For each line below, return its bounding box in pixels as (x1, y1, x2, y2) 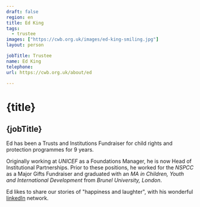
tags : (6, 25, 20, 32)
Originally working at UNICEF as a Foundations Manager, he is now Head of (6, 157, 192, 165)
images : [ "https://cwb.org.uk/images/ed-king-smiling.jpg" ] (6, 36, 159, 42)
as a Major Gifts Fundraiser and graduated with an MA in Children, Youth (6, 171, 184, 178)
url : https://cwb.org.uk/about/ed (6, 69, 93, 75)
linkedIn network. (6, 194, 49, 202)
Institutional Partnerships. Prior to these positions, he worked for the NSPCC (6, 164, 194, 171)
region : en (6, 14, 33, 20)
